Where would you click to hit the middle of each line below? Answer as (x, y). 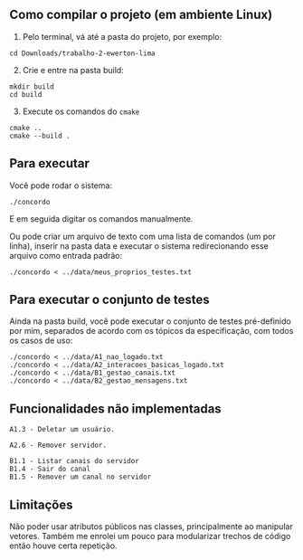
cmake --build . (40, 136)
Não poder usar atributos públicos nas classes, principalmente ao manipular (151, 527)
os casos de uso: (41, 341)
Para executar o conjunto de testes (109, 300)
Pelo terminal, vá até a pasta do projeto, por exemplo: (122, 36)
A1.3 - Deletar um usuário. (62, 430)
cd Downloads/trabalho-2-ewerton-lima (82, 53)
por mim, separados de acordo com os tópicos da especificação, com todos (151, 331)
